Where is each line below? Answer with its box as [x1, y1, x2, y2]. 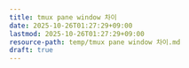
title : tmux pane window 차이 [9, 12, 117, 22]
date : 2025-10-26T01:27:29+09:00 [9, 21, 133, 30]
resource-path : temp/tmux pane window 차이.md [9, 37, 181, 47]
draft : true [9, 46, 53, 55]
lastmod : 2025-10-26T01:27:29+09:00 [9, 29, 145, 38]
